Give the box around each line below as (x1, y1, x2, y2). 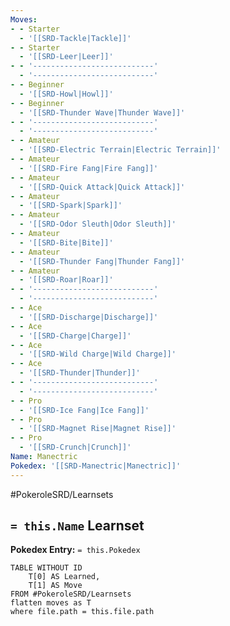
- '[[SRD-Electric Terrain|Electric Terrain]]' (19, 145, 222, 155)
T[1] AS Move (28, 581, 83, 591)
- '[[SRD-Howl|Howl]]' (19, 89, 114, 99)
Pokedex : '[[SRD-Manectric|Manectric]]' (10, 461, 182, 471)
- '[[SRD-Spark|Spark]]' (19, 201, 123, 211)
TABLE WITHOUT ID (10, 563, 83, 573)
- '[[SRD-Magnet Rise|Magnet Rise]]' (19, 424, 177, 434)
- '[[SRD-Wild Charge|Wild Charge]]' (19, 349, 177, 360)
